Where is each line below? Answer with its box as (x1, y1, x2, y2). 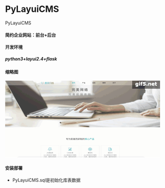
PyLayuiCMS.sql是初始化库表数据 (12, 177, 81, 183)
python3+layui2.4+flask (5, 56, 57, 62)
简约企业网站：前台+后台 (5, 32, 56, 38)
